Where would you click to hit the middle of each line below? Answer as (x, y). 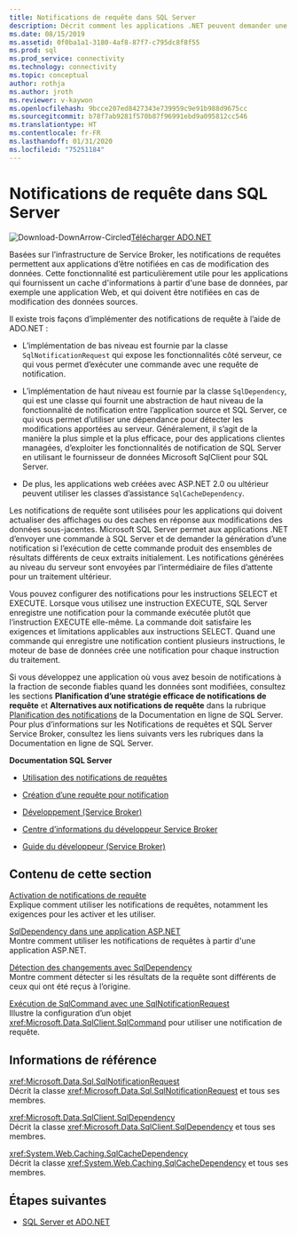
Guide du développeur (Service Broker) (94, 846)
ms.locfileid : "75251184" (57, 149)
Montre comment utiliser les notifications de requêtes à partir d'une (133, 941)
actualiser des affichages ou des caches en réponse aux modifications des (146, 520)
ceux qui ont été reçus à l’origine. (70, 986)
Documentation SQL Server (61, 760)
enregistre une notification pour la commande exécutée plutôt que (130, 612)
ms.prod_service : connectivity (67, 59)
